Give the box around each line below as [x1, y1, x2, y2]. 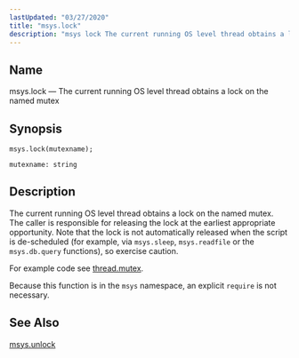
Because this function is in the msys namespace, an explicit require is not [9, 280, 278, 290]
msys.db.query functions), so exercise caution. [9, 245, 179, 256]
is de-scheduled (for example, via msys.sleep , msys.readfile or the [9, 236, 255, 247]
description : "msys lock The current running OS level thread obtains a [9, 29, 285, 38]
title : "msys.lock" [9, 21, 82, 30]
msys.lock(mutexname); [9, 145, 93, 154]
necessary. [9, 290, 51, 300]
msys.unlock [9, 338, 56, 349]
